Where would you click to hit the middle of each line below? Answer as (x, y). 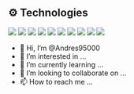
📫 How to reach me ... (56, 81)
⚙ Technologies (48, 13)
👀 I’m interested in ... (53, 56)
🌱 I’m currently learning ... (61, 64)
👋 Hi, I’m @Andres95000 (60, 48)
